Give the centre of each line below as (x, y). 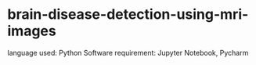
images (32, 31)
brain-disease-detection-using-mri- (128, 14)
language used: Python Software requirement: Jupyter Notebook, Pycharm (128, 52)
